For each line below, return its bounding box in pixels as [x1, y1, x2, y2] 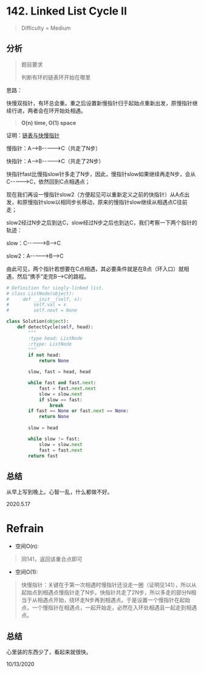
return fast [28, 453, 59, 459]
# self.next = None [6, 308, 78, 314]
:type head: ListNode [28, 335, 83, 341]
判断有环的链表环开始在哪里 [21, 73, 91, 81]
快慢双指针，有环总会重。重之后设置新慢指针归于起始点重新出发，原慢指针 [6, 99, 192, 107]
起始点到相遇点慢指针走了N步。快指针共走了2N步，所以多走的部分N [21, 589, 191, 596]
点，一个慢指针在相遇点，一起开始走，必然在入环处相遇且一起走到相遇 [21, 604, 197, 611]
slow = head [28, 425, 59, 431]
